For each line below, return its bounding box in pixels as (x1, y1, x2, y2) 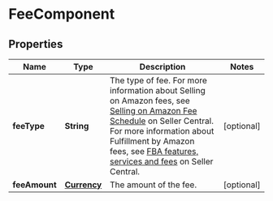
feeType (12, 121, 45, 131)
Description (139, 62, 186, 72)
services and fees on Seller (109, 156, 214, 167)
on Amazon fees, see (109, 95, 191, 106)
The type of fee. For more (109, 75, 207, 86)
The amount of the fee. (109, 179, 197, 190)
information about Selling (109, 85, 206, 96)
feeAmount (12, 179, 57, 190)
